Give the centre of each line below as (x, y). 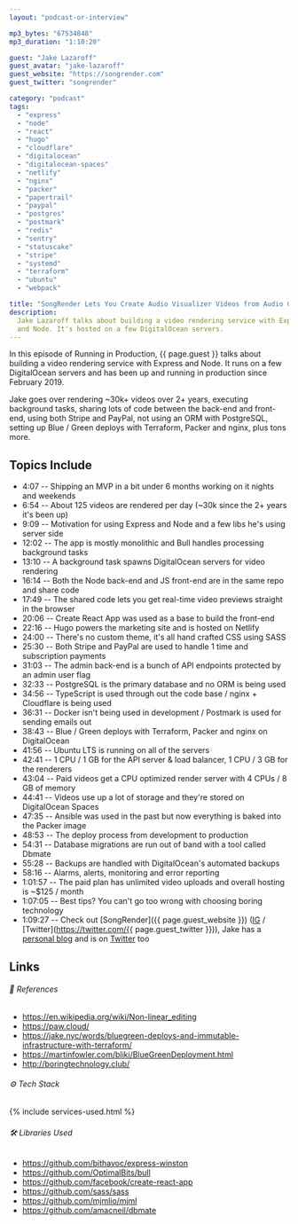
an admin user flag (56, 675)
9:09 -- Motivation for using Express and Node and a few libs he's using (153, 524)
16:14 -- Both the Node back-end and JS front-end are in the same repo (153, 581)
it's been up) (45, 514)
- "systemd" (39, 263)
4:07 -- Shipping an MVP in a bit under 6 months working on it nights (148, 486)
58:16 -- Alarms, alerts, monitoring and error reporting (121, 873)
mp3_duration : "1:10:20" (55, 42)
